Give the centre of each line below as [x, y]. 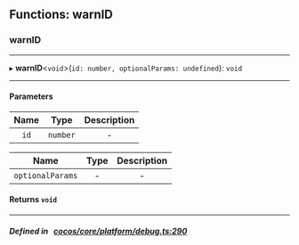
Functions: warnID [61, 15]
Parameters [31, 96]
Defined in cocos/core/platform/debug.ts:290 [98, 231]
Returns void [33, 200]
